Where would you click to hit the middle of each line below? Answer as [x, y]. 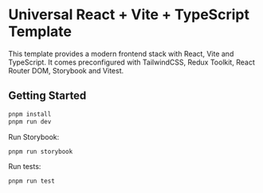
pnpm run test [32, 181]
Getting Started [47, 96]
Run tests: [25, 167]
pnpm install [30, 114]
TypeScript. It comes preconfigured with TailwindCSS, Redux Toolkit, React [131, 62]
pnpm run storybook [41, 152]
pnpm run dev [30, 121]
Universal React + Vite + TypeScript [129, 15]
